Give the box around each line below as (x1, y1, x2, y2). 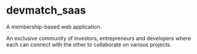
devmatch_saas (6, 4, 87, 17)
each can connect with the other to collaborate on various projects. (6, 41, 172, 48)
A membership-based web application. (6, 23, 102, 30)
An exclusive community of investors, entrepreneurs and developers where (6, 34, 191, 42)
